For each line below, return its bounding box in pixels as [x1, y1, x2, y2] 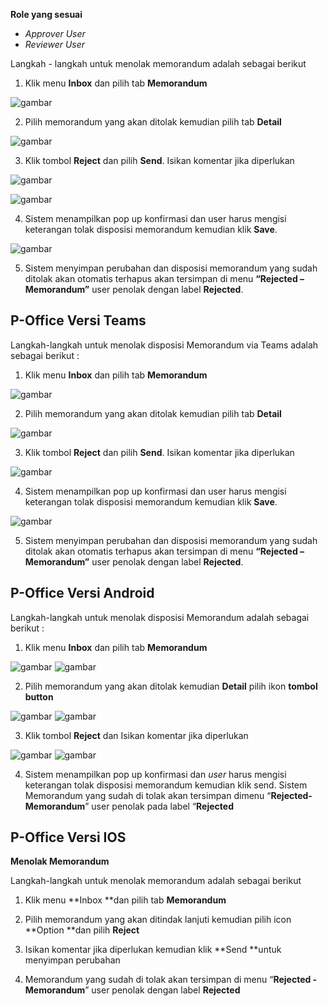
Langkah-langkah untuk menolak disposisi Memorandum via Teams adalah [10, 339, 319, 351]
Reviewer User [24, 39, 86, 50]
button [24, 690, 54, 703]
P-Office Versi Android [10, 585, 155, 602]
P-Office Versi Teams [10, 312, 147, 329]
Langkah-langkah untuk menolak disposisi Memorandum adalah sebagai [10, 611, 310, 623]
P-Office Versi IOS [10, 829, 127, 846]
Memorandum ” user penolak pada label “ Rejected [24, 800, 234, 812]
